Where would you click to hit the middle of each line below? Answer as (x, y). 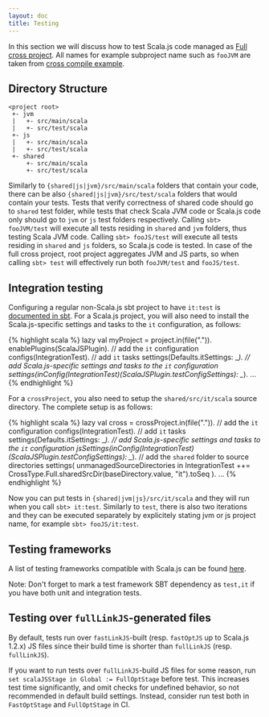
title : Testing (34, 23)
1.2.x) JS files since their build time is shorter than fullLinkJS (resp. (120, 646)
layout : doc (28, 16)
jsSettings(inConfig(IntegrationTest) (135, 449)
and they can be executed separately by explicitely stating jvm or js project (132, 516)
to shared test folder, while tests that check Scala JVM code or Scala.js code (134, 211)
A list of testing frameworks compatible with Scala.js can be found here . (127, 568)
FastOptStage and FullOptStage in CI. (69, 704)
